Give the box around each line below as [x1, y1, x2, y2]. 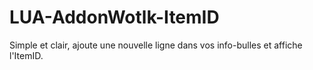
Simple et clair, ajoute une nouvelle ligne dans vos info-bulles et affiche [9, 39, 303, 51]
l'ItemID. [9, 49, 44, 61]
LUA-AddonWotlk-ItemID [9, 6, 220, 29]
